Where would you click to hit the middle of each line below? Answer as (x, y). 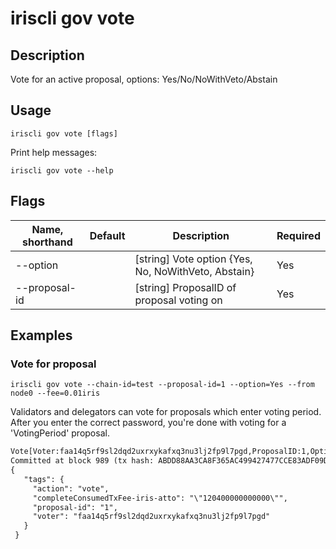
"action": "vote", (71, 488)
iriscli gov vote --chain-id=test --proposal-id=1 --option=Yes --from (162, 385)
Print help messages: (54, 152)
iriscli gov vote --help (62, 170)
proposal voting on (178, 300)
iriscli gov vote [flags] (64, 133)
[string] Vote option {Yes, (193, 259)
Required (298, 235)
